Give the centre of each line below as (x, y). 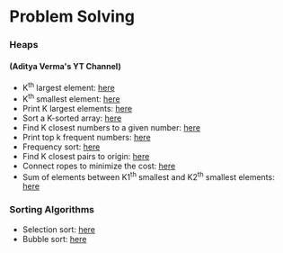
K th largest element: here (68, 87)
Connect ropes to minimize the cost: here (99, 166)
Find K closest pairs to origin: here (86, 156)
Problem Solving (72, 17)
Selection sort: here (59, 229)
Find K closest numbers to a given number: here (111, 127)
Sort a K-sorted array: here (72, 118)
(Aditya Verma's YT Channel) (65, 66)
